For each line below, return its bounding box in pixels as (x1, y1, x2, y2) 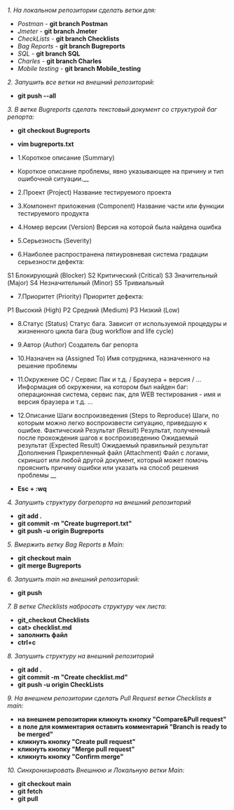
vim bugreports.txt (17, 140, 74, 148)
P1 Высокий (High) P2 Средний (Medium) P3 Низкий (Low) (7, 306, 180, 314)
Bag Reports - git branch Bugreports (17, 42, 125, 50)
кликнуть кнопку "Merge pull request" (17, 745, 135, 753)
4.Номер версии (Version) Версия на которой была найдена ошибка (17, 223, 222, 231)
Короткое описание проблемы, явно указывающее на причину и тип (17, 167, 224, 175)
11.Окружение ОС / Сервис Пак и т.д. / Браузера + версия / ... (17, 375, 202, 384)
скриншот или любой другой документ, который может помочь (17, 456, 208, 464)
